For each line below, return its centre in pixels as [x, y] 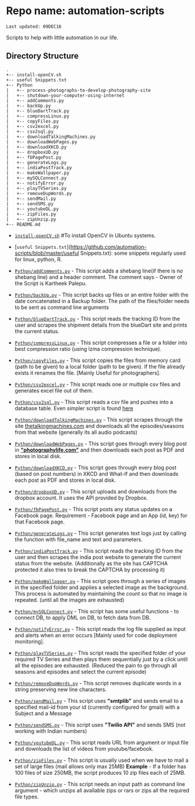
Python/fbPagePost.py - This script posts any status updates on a [93, 509]
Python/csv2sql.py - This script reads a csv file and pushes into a [94, 402]
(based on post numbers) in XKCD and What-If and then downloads [96, 473]
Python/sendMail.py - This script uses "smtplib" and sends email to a [99, 700]
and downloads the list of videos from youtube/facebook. [84, 749]
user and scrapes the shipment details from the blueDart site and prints [101, 325]
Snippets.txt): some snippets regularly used [133, 253]
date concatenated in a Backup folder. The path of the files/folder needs [102, 301]
